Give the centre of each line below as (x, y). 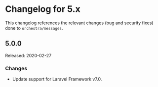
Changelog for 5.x (43, 9)
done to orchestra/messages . (34, 28)
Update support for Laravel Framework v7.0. (57, 79)
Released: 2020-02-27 (28, 55)
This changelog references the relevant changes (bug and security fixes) (79, 23)
